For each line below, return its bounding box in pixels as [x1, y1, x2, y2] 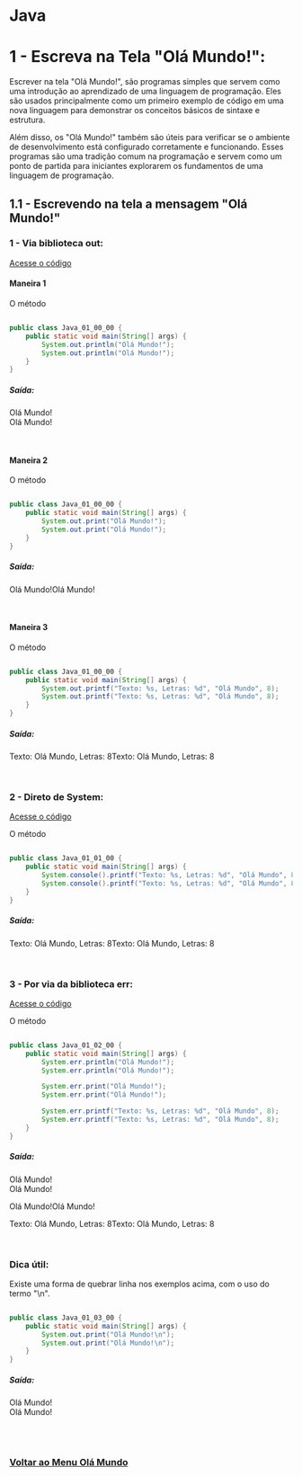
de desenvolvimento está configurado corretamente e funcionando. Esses [9, 141, 284, 153]
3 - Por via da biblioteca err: [9, 977, 133, 990]
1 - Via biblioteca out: [9, 237, 103, 250]
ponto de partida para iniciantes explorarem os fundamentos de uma [9, 161, 263, 172]
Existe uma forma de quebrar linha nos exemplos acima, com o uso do [9, 1278, 270, 1289]
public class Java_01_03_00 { [9, 1313, 123, 1322]
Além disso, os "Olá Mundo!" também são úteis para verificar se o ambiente [9, 132, 290, 143]
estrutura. [9, 114, 46, 126]
